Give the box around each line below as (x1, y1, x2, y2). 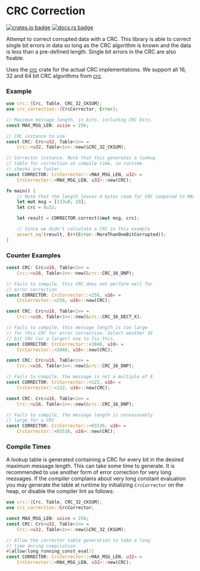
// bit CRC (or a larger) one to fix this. (6, 335, 116, 342)
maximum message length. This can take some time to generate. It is (6, 463, 175, 470)
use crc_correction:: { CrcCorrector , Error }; (6, 106, 118, 113)
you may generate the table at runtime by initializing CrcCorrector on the (6, 481, 184, 489)
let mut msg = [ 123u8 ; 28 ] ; (17, 199, 86, 205)
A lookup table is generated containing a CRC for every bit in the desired (6, 456, 184, 463)
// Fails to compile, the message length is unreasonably (6, 412, 153, 418)
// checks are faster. (6, 166, 62, 172)
